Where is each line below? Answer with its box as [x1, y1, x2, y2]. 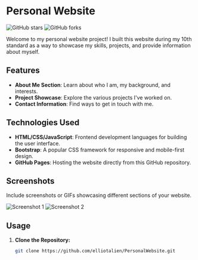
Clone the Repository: [14, 237, 70, 244]
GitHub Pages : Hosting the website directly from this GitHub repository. [14, 159, 191, 166]
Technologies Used [6, 117, 79, 128]
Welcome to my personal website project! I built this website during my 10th [6, 35, 192, 42]
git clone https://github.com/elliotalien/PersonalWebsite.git [14, 248, 176, 254]
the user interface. [14, 140, 61, 147]
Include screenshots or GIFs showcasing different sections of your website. [6, 192, 192, 199]
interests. [14, 88, 38, 95]
